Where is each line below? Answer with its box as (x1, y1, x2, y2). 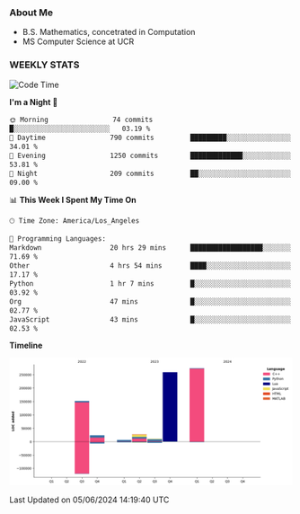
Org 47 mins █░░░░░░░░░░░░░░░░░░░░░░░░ (9, 297, 292, 306)
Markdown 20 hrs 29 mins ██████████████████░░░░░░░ (9, 243, 292, 253)
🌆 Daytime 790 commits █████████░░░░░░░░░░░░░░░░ (9, 133, 292, 142)
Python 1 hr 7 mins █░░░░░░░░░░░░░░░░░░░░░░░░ (9, 279, 292, 288)
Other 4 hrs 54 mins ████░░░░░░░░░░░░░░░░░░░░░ (9, 261, 292, 270)
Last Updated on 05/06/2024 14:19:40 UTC (9, 494, 170, 505)
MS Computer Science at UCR (22, 36, 135, 47)
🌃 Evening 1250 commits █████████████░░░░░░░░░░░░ (9, 151, 292, 160)
